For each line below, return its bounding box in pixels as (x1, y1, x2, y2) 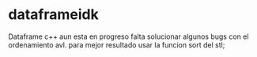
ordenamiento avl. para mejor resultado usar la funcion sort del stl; (8, 40, 225, 49)
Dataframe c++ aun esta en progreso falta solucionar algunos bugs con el (8, 32, 249, 41)
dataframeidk (8, 6, 99, 24)
